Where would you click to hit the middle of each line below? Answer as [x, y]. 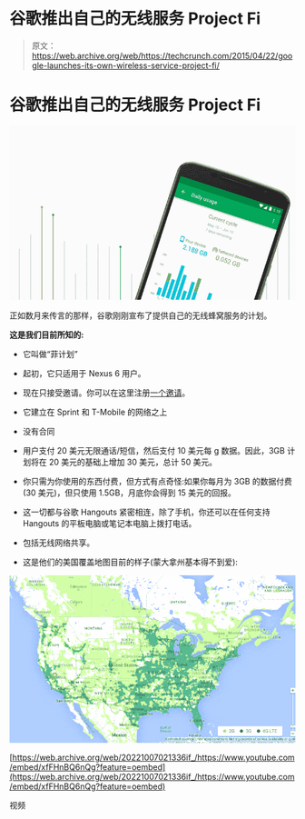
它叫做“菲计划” [50, 354]
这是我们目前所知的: [47, 335]
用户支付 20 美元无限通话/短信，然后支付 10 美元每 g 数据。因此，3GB [154, 450]
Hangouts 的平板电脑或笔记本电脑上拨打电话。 [109, 523]
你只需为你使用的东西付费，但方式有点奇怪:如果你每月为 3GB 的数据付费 [157, 481]
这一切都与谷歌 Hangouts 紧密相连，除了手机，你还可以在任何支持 [146, 512]
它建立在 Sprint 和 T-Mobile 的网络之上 [95, 412]
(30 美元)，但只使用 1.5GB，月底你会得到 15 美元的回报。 [129, 493]
